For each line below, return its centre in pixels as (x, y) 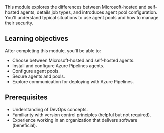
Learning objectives (37, 39)
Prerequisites (26, 98)
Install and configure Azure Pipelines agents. (58, 66)
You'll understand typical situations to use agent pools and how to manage (82, 18)
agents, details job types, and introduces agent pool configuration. (89, 12)
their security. (19, 23)
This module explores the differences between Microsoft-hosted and (76, 7)
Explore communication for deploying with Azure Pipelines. (73, 81)
